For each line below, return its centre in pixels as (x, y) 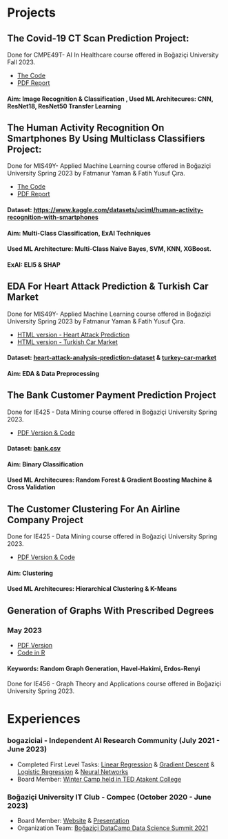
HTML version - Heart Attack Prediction (73, 334)
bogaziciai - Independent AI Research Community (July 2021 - (114, 741)
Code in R (31, 653)
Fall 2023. (21, 62)
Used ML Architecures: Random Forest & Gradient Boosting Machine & (110, 480)
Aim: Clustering (30, 573)
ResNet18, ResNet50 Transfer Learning (64, 106)
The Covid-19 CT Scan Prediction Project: (98, 38)
